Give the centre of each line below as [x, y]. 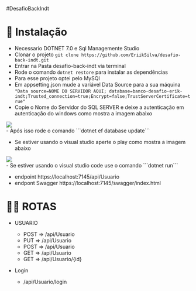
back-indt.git [32, 60]
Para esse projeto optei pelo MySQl [57, 78]
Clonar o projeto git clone [47, 54]
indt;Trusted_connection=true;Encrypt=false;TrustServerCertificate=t [102, 96]
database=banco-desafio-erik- [146, 91]
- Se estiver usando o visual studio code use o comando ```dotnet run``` [92, 165]
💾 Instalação [37, 32]
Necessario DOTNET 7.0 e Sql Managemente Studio [77, 48]
